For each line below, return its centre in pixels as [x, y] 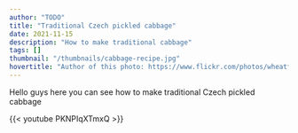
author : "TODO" [37, 17]
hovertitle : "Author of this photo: [77, 67]
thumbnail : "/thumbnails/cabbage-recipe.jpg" [94, 59]
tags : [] [25, 51]
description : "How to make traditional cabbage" [101, 42]
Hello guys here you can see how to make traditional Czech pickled [132, 92]
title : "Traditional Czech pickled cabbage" [93, 26]
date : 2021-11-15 [41, 34]
